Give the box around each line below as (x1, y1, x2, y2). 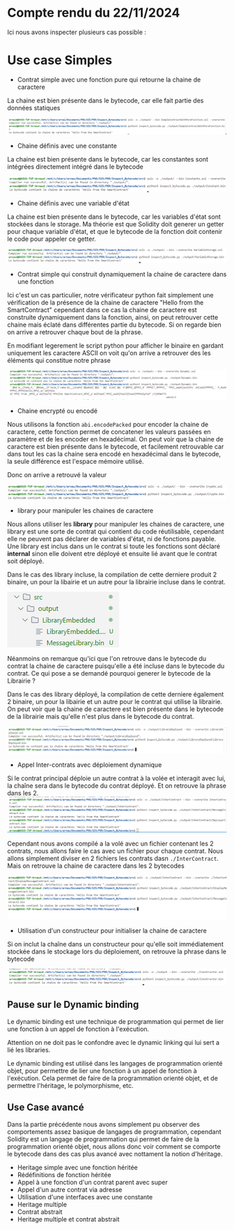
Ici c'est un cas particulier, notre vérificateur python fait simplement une (7, 291, 214, 299)
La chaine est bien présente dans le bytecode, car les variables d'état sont (7, 212, 221, 221)
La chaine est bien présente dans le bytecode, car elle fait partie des (7, 96, 204, 104)
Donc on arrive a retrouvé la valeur (7, 471, 107, 479)
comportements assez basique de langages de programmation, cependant (7, 1127, 221, 1136)
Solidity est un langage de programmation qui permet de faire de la (7, 1135, 200, 1143)
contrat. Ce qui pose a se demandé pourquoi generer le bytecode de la (7, 669, 211, 677)
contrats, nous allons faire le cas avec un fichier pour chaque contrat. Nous (7, 847, 224, 855)
